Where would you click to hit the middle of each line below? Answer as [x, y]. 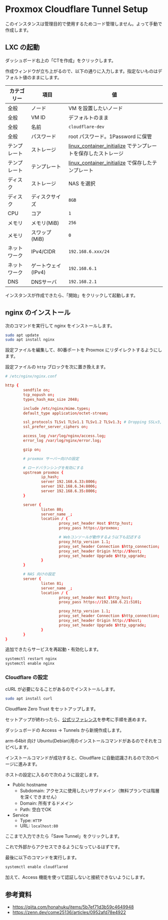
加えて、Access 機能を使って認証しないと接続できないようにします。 [76, 877]
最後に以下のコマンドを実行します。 [42, 858]
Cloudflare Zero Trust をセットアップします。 [52, 709]
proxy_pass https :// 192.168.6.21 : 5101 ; [100, 602]
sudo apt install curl [29, 699]
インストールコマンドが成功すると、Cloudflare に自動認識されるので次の [80, 758]
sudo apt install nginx [30, 340]
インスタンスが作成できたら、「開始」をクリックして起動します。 [72, 295]
